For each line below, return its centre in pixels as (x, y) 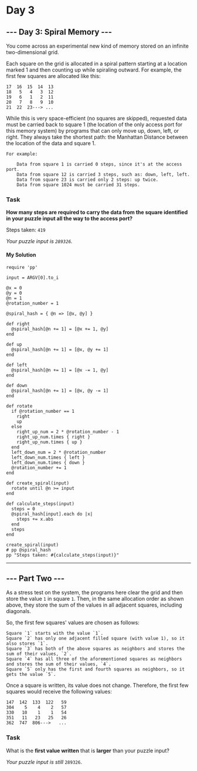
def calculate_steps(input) (40, 504)
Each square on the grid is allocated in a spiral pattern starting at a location (97, 63)
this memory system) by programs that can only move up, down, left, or (93, 131)
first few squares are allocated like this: (53, 76)
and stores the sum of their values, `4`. (59, 664)
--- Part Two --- (35, 578)
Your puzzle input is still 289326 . (44, 762)
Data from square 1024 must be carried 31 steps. (79, 185)
